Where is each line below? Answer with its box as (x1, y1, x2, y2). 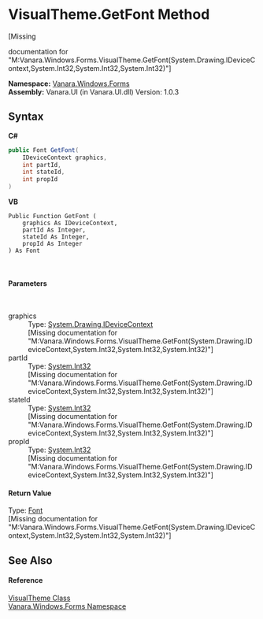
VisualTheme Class (8, 593, 71, 602)
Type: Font (8, 506, 43, 515)
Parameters (8, 278, 47, 288)
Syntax (8, 110, 44, 124)
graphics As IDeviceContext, (22, 219, 118, 227)
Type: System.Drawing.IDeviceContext (28, 320, 154, 329)
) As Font (8, 246, 41, 254)
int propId (22, 176, 58, 183)
